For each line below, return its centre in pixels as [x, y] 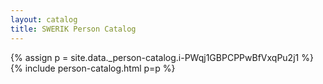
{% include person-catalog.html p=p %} [93, 68]
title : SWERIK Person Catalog [73, 29]
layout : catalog [44, 19]
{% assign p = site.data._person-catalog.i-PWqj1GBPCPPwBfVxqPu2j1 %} [162, 57]
